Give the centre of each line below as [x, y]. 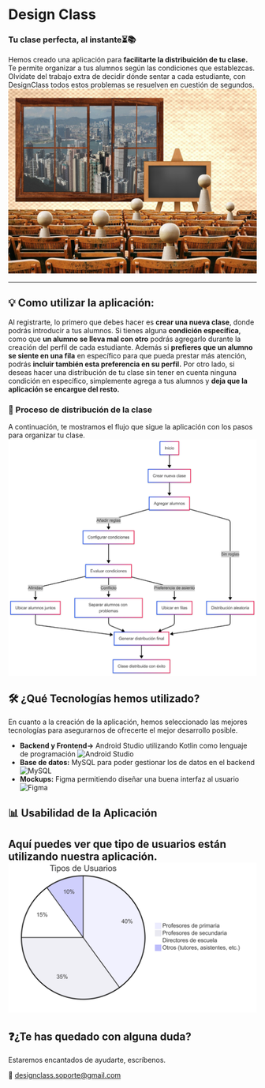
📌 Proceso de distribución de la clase [80, 410]
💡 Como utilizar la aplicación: [82, 303]
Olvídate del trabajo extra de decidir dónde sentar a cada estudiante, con [127, 77]
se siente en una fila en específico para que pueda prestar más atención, [127, 355]
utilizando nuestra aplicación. [83, 856]
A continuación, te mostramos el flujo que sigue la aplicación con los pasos [131, 427]
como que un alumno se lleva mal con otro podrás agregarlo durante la [125, 339]
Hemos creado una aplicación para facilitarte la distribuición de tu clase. [128, 60]
